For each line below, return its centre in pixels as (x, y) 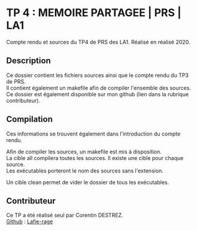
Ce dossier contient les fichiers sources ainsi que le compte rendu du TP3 (98, 75)
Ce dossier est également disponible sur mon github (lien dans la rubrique (98, 94)
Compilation (29, 119)
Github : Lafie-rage (30, 221)
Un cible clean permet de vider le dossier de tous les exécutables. (88, 182)
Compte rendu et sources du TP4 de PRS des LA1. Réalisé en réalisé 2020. (98, 42)
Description (28, 61)
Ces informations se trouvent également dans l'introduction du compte (93, 134)
